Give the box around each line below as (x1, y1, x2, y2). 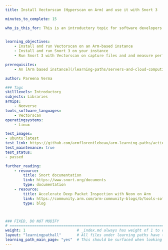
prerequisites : (5, 62, 37, 67)
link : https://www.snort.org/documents (23, 177, 106, 183)
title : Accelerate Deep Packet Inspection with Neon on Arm (23, 191, 151, 196)
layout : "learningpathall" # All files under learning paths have (5, 232, 160, 238)
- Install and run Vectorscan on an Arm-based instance (14, 44, 133, 49)
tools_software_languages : (5, 108, 61, 113)
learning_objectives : (5, 39, 50, 44)
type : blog (23, 201, 46, 206)
